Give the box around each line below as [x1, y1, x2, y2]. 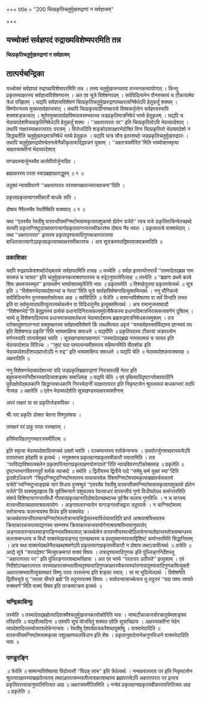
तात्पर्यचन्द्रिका [6, 69, 44, 79]
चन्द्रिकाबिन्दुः [6, 598, 33, 606]
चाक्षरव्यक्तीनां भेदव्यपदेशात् [6, 145, 56, 153]
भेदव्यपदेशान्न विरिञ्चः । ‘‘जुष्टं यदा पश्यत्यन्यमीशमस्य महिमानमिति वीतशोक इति [6, 341, 151, 348]
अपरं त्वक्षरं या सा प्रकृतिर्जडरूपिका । [6, 399, 75, 406]
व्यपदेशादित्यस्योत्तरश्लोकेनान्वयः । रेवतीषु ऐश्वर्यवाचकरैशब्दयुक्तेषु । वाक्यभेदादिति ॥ [6, 625, 160, 632]
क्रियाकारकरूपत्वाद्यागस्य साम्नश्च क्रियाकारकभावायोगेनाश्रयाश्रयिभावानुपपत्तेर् [6, 521, 147, 529]
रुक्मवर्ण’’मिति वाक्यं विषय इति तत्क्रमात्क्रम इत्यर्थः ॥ [6, 582, 102, 589]
